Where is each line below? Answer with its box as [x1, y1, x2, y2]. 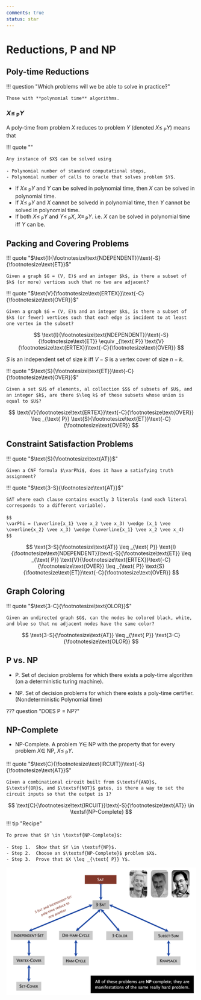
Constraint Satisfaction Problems [6, 439, 134, 449]
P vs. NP [6, 655, 38, 665]
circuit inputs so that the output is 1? [6, 791, 112, 797]
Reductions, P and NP [6, 43, 116, 57]
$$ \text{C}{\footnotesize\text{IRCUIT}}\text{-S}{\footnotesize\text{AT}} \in [8, 802, 194, 809]
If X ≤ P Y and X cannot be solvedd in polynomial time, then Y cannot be [14, 199, 191, 207]
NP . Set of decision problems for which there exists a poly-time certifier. [14, 689, 194, 696]
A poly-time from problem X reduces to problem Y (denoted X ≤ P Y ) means [6, 124, 191, 133]
